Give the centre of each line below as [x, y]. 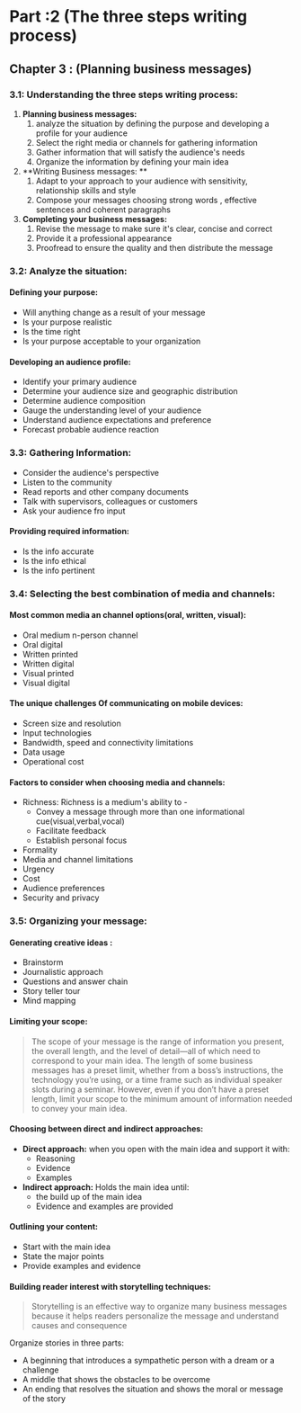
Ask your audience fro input [74, 511]
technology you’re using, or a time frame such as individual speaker [157, 1079]
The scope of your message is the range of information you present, [158, 1042]
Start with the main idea [66, 1247]
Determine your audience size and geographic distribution [130, 391]
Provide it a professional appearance [104, 238]
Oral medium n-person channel [80, 635]
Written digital [48, 664]
